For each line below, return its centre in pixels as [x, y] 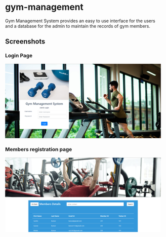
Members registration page [39, 150]
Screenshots [25, 42]
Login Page [19, 56]
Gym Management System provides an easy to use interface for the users [80, 21]
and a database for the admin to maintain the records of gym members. [78, 26]
